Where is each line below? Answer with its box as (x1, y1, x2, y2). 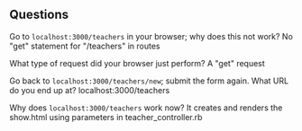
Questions (9, 7, 69, 22)
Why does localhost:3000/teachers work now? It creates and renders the (9, 102, 283, 113)
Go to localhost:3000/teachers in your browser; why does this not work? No (9, 31, 293, 41)
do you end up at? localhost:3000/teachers (9, 84, 170, 95)
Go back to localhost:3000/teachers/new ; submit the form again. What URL (9, 75, 289, 86)
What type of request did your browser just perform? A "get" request (9, 57, 266, 68)
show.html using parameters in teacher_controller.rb (9, 111, 203, 122)
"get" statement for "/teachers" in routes (9, 40, 160, 51)
